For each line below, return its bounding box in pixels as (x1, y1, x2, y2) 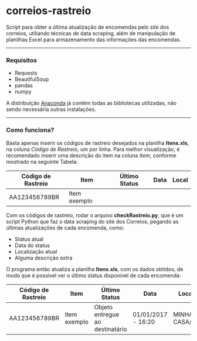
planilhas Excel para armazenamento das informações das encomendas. (6, 36, 182, 43)
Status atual (14, 235, 44, 242)
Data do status (14, 242, 50, 249)
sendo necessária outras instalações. (6, 106, 97, 113)
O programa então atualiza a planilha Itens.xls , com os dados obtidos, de (6, 265, 184, 272)
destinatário (94, 325, 127, 333)
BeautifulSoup (14, 76, 49, 83)
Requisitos (6, 56, 37, 64)
